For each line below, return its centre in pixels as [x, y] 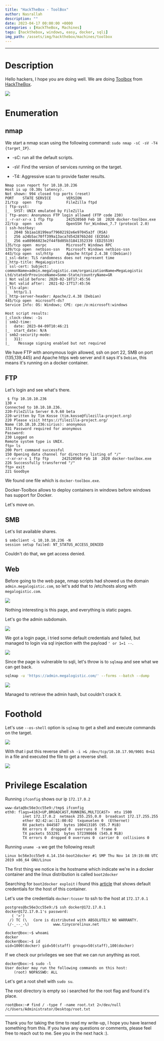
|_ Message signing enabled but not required [55, 343]
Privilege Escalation [46, 786]
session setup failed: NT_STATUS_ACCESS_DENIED [54, 545]
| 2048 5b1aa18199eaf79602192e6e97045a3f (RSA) [57, 232]
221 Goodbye [17, 471]
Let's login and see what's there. [38, 390]
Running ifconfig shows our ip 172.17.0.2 [48, 799]
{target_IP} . [18, 148]
